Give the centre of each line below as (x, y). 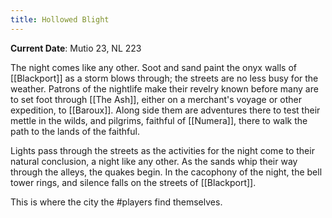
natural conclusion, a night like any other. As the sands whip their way (154, 161)
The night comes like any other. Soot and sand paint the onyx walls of (153, 67)
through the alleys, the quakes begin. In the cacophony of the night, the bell (166, 172)
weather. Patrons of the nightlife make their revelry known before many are (164, 88)
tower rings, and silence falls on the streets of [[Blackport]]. (133, 182)
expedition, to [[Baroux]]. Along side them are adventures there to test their (165, 110)
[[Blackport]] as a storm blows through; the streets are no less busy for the (164, 78)
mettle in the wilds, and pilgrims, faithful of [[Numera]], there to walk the (159, 120)
